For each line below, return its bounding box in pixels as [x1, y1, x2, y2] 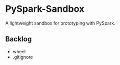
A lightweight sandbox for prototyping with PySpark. [5, 20, 116, 26]
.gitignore [12, 54, 33, 60]
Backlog [5, 35, 32, 44]
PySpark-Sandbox [5, 3, 85, 15]
